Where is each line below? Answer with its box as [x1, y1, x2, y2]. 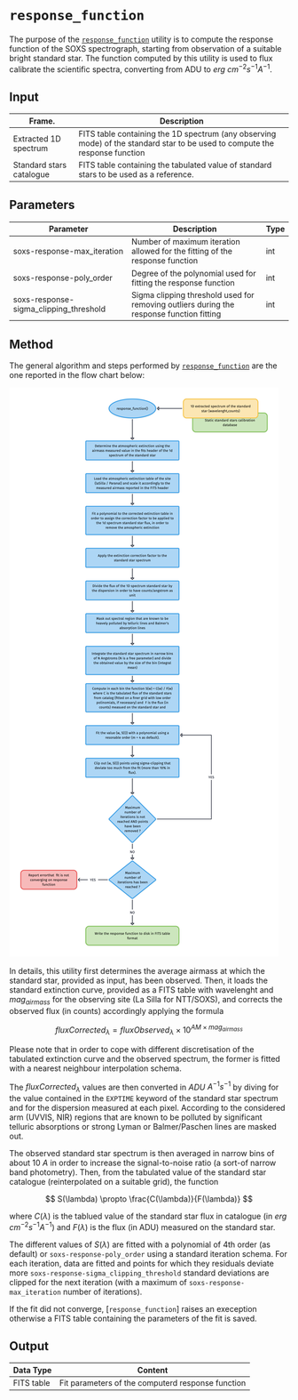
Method [9, 336, 54, 351]
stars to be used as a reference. [78, 169, 194, 180]
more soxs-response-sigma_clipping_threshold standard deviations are [9, 1267, 270, 1278]
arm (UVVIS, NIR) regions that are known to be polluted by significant [9, 1112, 263, 1122]
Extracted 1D [12, 133, 62, 144]
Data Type [12, 1364, 52, 1375]
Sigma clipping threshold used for [131, 289, 255, 300]
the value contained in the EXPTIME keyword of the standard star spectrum [9, 1092, 279, 1103]
